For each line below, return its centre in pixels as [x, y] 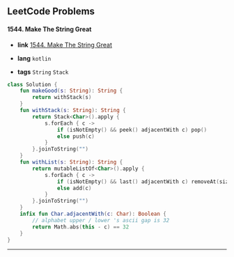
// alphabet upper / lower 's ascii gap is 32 [101, 220]
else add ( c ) [74, 188]
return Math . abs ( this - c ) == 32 [81, 227]
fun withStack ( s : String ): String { [73, 111]
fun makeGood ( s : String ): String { [71, 91]
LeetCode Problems [51, 11]
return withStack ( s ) [62, 98]
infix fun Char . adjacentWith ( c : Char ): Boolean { [93, 214]
